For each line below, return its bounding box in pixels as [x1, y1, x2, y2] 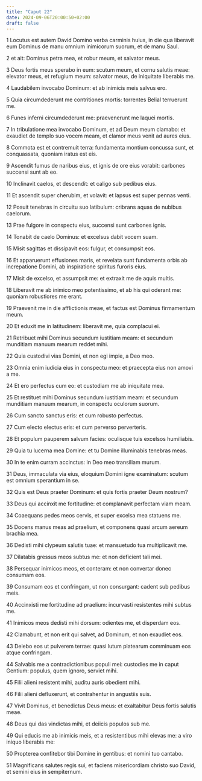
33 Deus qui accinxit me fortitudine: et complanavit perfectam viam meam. [6, 500, 192, 507]
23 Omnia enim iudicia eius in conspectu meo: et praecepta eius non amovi [6, 364, 193, 372]
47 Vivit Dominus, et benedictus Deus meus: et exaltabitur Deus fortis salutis [6, 702, 197, 709]
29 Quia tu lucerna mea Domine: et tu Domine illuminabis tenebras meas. [6, 447, 188, 454]
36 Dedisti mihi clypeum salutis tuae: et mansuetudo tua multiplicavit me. [6, 542, 188, 549]
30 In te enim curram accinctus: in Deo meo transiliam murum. [6, 459, 161, 466]
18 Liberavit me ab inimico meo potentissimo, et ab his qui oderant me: [6, 286, 181, 294]
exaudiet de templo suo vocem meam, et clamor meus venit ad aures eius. [6, 132, 191, 139]
